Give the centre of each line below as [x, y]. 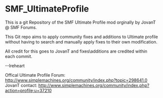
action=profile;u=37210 [28, 90]
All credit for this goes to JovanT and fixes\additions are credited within [76, 51]
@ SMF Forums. [21, 27]
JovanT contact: [21, 85]
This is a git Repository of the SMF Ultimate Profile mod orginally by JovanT [81, 22]
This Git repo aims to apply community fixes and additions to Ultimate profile [81, 37]
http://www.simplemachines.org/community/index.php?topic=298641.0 [76, 80]
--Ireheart [15, 66]
